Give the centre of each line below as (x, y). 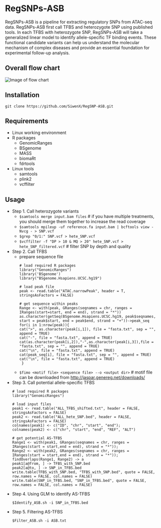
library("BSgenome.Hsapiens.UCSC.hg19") (60, 279)
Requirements (27, 121)
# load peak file (37, 287)
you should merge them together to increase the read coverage (82, 222)
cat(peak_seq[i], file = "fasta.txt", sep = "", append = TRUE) (85, 355)
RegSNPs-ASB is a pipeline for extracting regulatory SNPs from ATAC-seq (79, 22)
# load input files (32, 404)
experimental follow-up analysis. (37, 53)
